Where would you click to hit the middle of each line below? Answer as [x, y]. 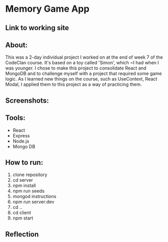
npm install [24, 186]
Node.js [21, 141]
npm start [23, 218]
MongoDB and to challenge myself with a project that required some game [83, 74]
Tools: [15, 118]
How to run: [24, 162]
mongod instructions [34, 197]
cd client [22, 213]
